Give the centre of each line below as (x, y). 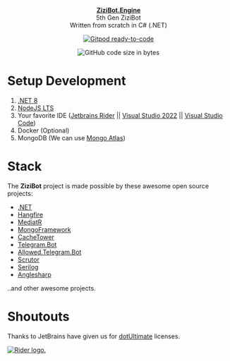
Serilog (28, 267)
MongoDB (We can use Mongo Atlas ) (71, 137)
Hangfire (30, 214)
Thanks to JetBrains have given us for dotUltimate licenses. (94, 336)
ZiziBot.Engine (119, 10)
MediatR (30, 222)
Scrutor (29, 259)
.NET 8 (28, 100)
